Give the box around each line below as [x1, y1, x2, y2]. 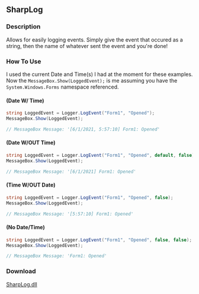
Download [6, 267, 37, 276]
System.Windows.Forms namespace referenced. [6, 83, 120, 90]
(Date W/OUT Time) [6, 139, 56, 146]
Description [6, 23, 41, 31]
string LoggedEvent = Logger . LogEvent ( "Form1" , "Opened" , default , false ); [6, 153, 197, 159]
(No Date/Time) [6, 224, 46, 231]
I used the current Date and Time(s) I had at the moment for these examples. [6, 71, 193, 78]
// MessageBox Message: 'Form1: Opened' [6, 253, 108, 259]
